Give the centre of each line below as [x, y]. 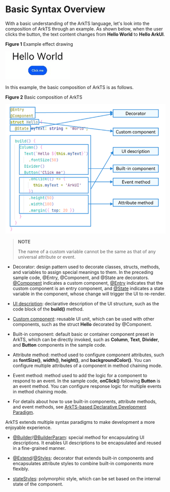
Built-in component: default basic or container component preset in [83, 334]
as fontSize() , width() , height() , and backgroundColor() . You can [82, 360]
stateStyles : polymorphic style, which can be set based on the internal [87, 479]
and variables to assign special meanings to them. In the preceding [83, 272]
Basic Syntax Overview [55, 9]
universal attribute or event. [47, 257]
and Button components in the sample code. [60, 345]
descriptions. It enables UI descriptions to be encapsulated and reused [87, 443]
